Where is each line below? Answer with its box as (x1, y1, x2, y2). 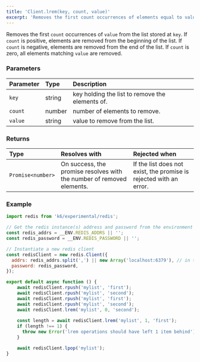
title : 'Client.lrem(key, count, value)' (6, 8, 111, 15)
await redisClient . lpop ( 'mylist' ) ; (17, 345, 105, 351)
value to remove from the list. (73, 117, 155, 125)
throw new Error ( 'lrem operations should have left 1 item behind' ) (21, 329, 196, 335)
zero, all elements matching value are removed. (6, 49, 123, 57)
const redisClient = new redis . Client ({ (6, 251, 108, 258)
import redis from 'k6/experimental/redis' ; (6, 214, 118, 220)
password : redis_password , (11, 263, 79, 269)
